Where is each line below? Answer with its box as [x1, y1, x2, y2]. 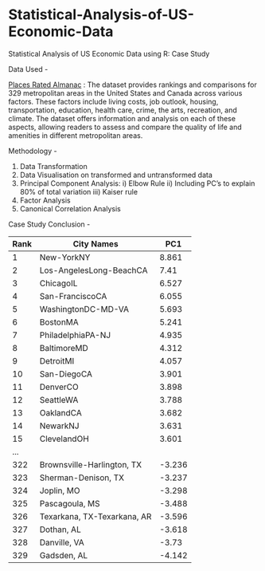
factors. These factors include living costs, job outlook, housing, [8, 96, 219, 106]
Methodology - [8, 146, 57, 156]
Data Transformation [19, 161, 88, 171]
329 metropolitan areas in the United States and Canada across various [8, 88, 243, 97]
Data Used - [8, 64, 49, 73]
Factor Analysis [19, 195, 71, 205]
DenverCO [39, 381, 80, 392]
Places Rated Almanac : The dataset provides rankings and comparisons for [8, 80, 257, 89]
